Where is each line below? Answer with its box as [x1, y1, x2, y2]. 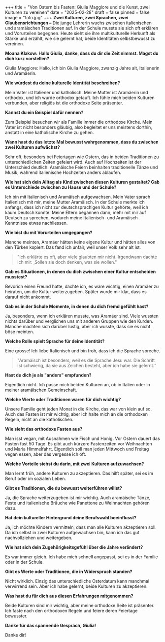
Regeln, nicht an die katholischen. [5, 416, 74, 422]
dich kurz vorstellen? [5, 56, 49, 61]
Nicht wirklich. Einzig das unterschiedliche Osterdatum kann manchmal [5, 578, 150, 584]
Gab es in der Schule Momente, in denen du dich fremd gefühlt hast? [5, 304, 149, 309]
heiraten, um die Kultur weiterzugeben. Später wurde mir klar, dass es [5, 289, 147, 295]
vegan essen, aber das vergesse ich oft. [5, 451, 87, 457]
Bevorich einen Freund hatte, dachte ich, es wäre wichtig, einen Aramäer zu [5, 283, 159, 289]
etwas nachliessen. [29, 220, 68, 226]
